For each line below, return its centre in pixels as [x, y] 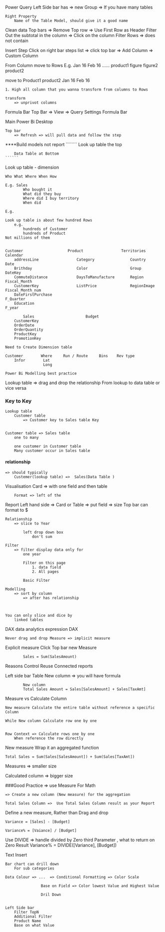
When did [32, 203]
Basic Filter [37, 580]
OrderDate [24, 325]
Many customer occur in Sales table [52, 451]
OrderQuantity [29, 330]
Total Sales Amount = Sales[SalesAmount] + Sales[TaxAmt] [84, 689]
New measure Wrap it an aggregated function [52, 747]
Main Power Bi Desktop [29, 122]
